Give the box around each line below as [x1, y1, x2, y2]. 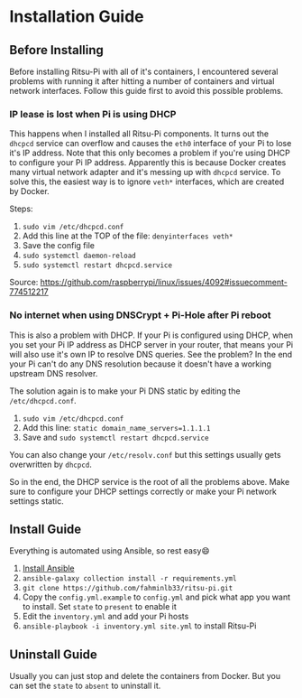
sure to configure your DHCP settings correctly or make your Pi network [9, 486, 278, 497]
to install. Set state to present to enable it [22, 601, 178, 612]
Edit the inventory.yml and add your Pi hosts [22, 611, 189, 622]
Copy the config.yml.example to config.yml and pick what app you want [22, 591, 291, 602]
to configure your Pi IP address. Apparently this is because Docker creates [9, 157, 287, 168]
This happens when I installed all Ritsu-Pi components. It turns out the [9, 128, 269, 139]
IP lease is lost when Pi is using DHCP [9, 107, 177, 120]
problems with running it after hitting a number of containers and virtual [9, 76, 275, 87]
